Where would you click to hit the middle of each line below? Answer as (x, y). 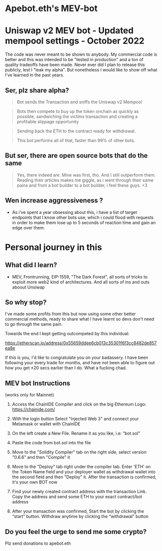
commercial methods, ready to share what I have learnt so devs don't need (80, 319)
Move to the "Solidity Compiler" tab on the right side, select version (79, 452)
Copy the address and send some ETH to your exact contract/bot (77, 497)
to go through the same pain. (34, 324)
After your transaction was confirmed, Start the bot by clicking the (78, 511)
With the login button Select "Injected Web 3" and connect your (75, 419)
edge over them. (28, 227)
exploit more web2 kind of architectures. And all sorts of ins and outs (81, 282)
